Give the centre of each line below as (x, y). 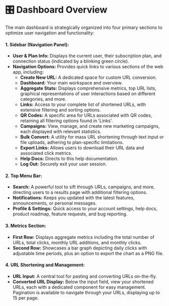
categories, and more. (43, 99)
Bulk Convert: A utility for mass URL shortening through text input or (92, 137)
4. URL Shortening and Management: (45, 265)
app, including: (28, 72)
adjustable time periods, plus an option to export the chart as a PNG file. (88, 253)
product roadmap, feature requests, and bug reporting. (70, 214)
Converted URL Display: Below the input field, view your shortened (83, 282)
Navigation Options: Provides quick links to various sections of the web (88, 67)
